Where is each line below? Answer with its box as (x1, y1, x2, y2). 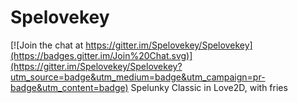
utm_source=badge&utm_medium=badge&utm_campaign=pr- (10, 71, 266, 83)
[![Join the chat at (10, 39, 84, 51)
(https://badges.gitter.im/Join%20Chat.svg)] (10, 49, 193, 61)
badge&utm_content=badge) (10, 81, 129, 93)
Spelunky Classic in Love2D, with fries (130, 81, 288, 93)
